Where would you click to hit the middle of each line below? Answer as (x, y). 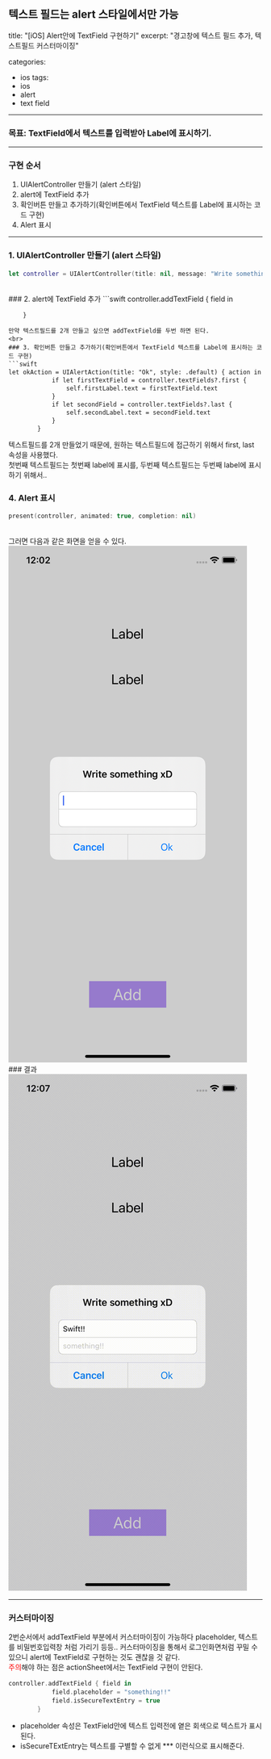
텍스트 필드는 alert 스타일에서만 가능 (94, 15)
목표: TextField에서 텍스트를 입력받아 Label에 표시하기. (110, 133)
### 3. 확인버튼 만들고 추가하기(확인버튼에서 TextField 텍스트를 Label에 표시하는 (131, 347)
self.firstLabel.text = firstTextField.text (142, 388)
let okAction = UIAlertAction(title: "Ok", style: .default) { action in (135, 372)
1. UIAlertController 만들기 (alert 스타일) (85, 255)
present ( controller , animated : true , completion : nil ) (102, 516)
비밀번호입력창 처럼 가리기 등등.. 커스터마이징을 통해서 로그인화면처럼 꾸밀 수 (137, 1647)
